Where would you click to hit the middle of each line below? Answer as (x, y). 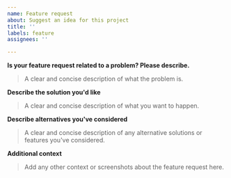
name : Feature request (40, 14)
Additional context (35, 154)
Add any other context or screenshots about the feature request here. (124, 167)
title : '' (22, 26)
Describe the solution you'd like (54, 92)
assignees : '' (28, 40)
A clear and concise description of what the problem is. (104, 79)
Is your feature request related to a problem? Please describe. (98, 65)
